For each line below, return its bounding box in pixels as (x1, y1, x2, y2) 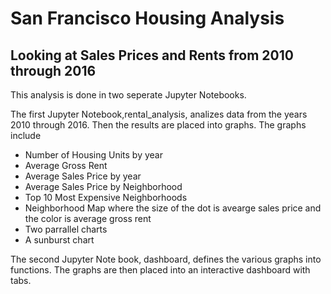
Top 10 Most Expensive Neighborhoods (24, 192, 188, 203)
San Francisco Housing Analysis (10, 7, 285, 30)
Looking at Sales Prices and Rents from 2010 (10, 47, 294, 64)
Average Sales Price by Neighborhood (24, 181, 183, 192)
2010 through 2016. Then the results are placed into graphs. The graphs (10, 119, 307, 131)
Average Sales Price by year (24, 170, 142, 182)
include (10, 130, 42, 141)
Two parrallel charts (24, 223, 108, 235)
